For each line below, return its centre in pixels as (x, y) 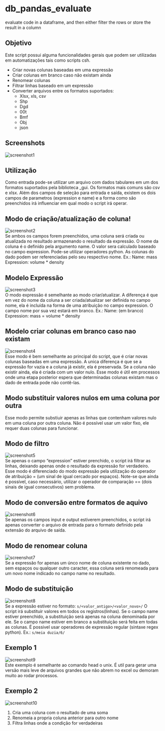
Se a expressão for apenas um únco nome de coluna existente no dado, (78, 563)
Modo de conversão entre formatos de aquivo (77, 503)
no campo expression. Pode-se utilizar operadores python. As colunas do (80, 252)
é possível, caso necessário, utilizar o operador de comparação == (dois (79, 482)
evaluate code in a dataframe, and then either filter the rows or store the (78, 22)
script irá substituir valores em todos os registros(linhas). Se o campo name (82, 611)
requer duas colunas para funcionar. (42, 428)
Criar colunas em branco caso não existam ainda (62, 75)
